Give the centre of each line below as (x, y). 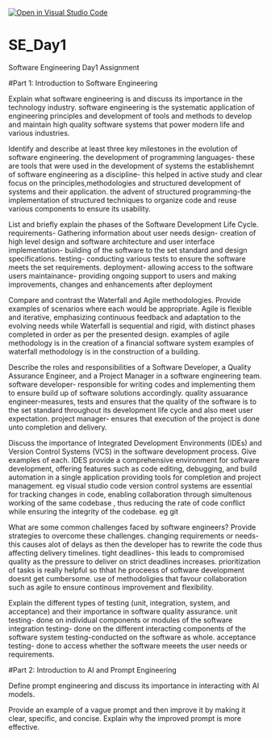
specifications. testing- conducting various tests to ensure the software (127, 258)
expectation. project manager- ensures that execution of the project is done (134, 418)
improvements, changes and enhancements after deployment (110, 284)
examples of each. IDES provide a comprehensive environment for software (134, 459)
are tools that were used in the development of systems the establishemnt (131, 166)
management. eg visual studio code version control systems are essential (130, 485)
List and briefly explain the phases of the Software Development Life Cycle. (133, 224)
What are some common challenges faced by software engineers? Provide (132, 527)
